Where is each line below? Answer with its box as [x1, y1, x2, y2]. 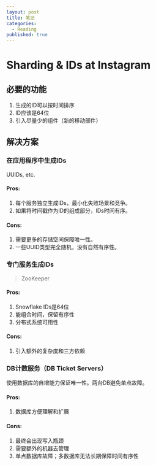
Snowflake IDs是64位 [15, 303, 69, 310]
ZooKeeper [21, 274, 50, 282]
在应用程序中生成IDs [6, 156, 67, 165]
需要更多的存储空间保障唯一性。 [15, 236, 96, 243]
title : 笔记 [6, 15, 35, 21]
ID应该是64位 [15, 109, 50, 117]
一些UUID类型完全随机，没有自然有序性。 [15, 244, 121, 251]
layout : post [6, 9, 40, 15]
